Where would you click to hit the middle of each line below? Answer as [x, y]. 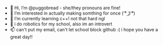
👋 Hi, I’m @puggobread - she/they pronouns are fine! [65, 8]
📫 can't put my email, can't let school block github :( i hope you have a [84, 30]
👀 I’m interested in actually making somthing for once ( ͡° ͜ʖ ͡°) [72, 13]
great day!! [21, 37]
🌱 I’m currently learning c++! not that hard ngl [57, 18]
